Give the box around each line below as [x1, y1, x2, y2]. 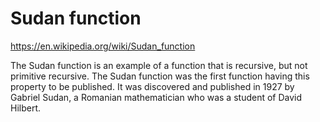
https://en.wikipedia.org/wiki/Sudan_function [10, 40, 196, 52]
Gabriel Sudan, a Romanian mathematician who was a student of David [10, 91, 303, 103]
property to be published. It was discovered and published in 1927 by [10, 80, 295, 92]
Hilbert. [10, 102, 42, 114]
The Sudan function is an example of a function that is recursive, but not [10, 59, 308, 71]
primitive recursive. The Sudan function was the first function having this [10, 70, 310, 82]
